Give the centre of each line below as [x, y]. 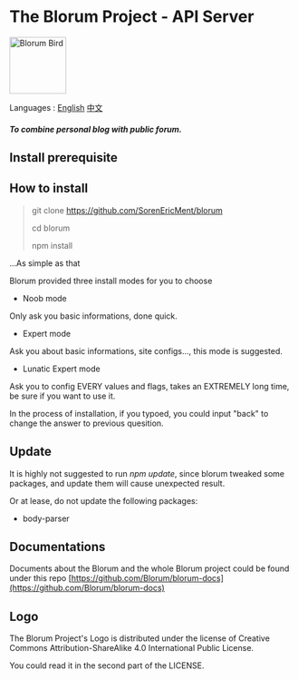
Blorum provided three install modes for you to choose [111, 281]
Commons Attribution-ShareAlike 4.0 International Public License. [132, 648]
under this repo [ [41, 578]
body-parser [46, 518]
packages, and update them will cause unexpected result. [117, 483]
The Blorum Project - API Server [132, 17]
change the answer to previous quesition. [87, 423]
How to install [49, 188]
